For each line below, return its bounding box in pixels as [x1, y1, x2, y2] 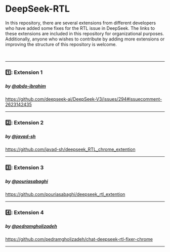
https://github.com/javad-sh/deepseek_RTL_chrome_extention [5, 146, 136, 152]
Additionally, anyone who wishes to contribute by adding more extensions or [5, 36, 165, 42]
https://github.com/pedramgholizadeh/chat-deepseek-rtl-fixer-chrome [5, 236, 153, 242]
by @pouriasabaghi [5, 178, 48, 185]
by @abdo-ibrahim [5, 83, 47, 89]
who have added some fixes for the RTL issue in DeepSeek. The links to [5, 25, 155, 31]
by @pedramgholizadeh [5, 223, 57, 229]
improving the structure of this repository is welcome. [5, 41, 117, 47]
